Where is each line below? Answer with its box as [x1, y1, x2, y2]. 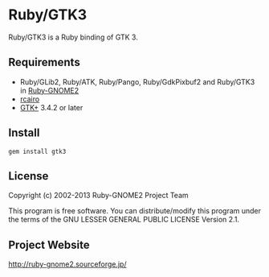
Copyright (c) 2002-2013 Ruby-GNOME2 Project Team [8, 191, 189, 201]
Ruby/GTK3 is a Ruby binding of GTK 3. [8, 32, 138, 42]
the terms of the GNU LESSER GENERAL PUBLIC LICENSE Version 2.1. [8, 215, 239, 225]
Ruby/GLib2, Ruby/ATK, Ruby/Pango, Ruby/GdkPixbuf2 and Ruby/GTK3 [19, 76, 255, 86]
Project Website [8, 238, 90, 251]
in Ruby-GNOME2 [19, 85, 79, 95]
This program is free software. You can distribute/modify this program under [8, 206, 262, 216]
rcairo [19, 94, 40, 104]
